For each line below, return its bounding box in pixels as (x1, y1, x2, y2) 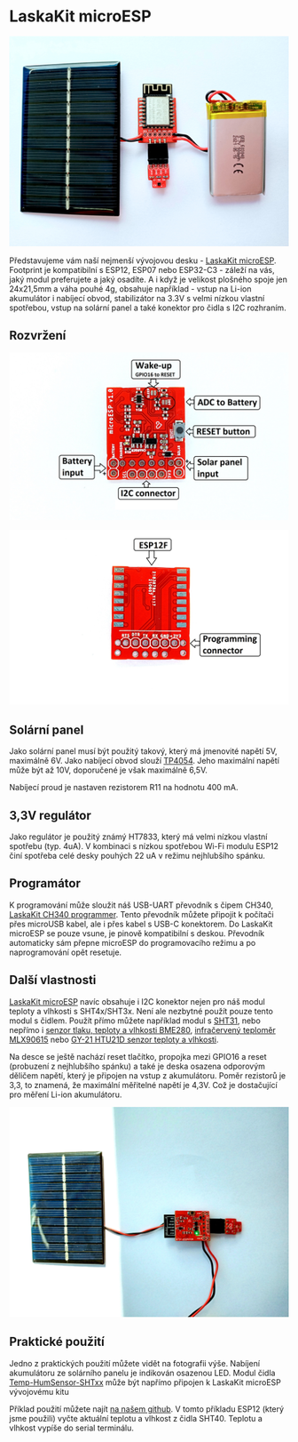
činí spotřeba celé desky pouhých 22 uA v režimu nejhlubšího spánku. (9, 851, 266, 861)
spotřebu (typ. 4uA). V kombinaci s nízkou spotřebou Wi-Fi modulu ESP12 (9, 841, 279, 852)
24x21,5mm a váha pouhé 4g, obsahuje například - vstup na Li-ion (9, 283, 252, 294)
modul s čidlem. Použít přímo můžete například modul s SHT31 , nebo (9, 1015, 262, 1026)
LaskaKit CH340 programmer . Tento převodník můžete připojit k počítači (9, 909, 274, 919)
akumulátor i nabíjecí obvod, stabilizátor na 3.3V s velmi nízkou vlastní (9, 292, 265, 303)
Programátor (9, 876, 82, 891)
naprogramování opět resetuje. (9, 947, 122, 957)
